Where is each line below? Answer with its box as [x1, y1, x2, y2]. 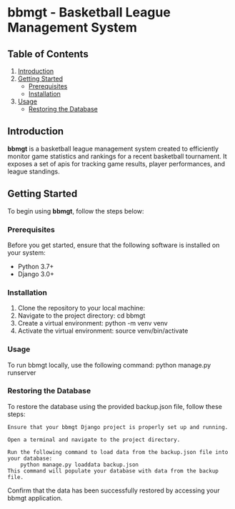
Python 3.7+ [17, 262, 54, 271]
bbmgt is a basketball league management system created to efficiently [7, 144, 219, 153]
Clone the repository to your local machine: [17, 304, 145, 313]
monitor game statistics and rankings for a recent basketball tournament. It [7, 151, 227, 161]
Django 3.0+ [17, 269, 55, 278]
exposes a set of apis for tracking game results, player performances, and [7, 159, 225, 168]
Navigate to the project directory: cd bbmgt [17, 311, 146, 320]
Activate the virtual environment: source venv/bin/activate [17, 326, 189, 336]
